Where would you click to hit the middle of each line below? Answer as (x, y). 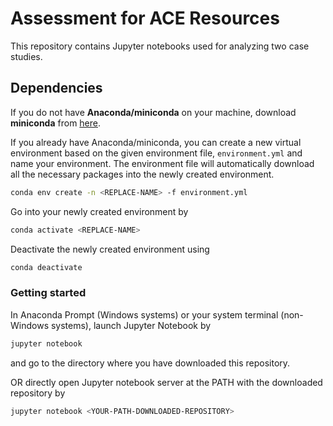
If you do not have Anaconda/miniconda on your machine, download (153, 112)
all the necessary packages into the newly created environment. (142, 174)
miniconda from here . (56, 123)
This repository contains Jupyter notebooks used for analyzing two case (160, 46)
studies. (26, 56)
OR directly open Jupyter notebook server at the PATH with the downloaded (166, 382)
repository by (38, 393)
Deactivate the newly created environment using (110, 249)
